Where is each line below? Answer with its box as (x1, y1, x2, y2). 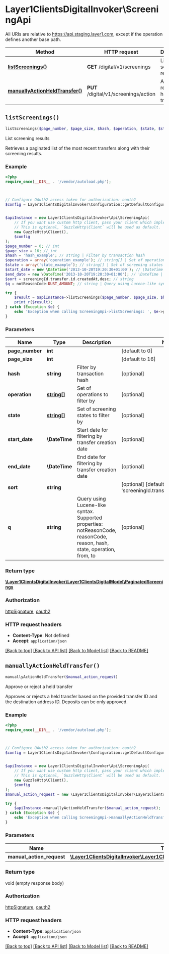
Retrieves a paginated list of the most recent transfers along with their (5, 145, 150, 151)
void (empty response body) (5, 880, 64, 886)
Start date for (77, 426, 109, 433)
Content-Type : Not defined (12, 632, 69, 638)
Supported (77, 514, 102, 521)
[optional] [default (121, 481, 164, 488)
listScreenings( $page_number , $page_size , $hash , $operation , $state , (5, 126, 156, 131)
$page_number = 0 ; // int (5, 244, 59, 249)
